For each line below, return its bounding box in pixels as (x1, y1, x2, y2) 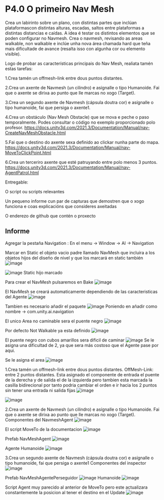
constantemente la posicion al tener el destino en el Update (5, 489, 125, 495)
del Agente (5, 293, 27, 300)
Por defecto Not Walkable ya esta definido (5, 327, 91, 333)
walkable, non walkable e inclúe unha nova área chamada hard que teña (5, 40, 151, 46)
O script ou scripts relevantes (5, 188, 65, 194)
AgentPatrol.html (5, 169, 39, 175)
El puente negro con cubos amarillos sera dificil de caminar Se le (5, 337, 154, 343)
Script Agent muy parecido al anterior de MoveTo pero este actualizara (5, 484, 148, 490)
